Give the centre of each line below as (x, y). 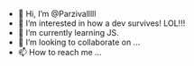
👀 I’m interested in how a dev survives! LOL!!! (102, 23)
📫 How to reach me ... (60, 52)
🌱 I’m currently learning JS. (68, 33)
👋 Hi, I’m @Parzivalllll (57, 14)
